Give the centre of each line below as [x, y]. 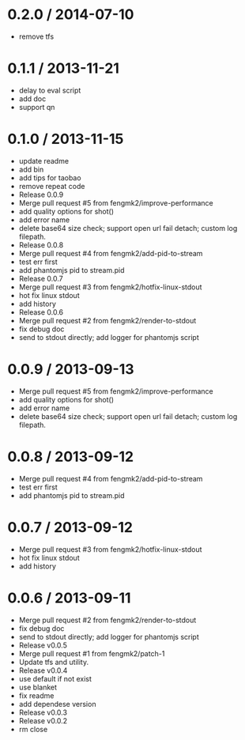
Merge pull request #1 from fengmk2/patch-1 [92, 653]
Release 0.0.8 [41, 245]
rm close [33, 729]
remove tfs [36, 36]
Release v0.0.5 [43, 645]
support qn [37, 107]
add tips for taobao [50, 177]
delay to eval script [50, 90]
